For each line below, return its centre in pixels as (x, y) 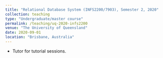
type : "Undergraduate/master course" (44, 19)
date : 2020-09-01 (23, 32)
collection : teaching (28, 14)
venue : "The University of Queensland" (46, 28)
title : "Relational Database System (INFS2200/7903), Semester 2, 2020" (82, 10)
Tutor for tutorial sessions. (39, 51)
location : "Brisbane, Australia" (40, 37)
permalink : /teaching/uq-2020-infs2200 (46, 23)
